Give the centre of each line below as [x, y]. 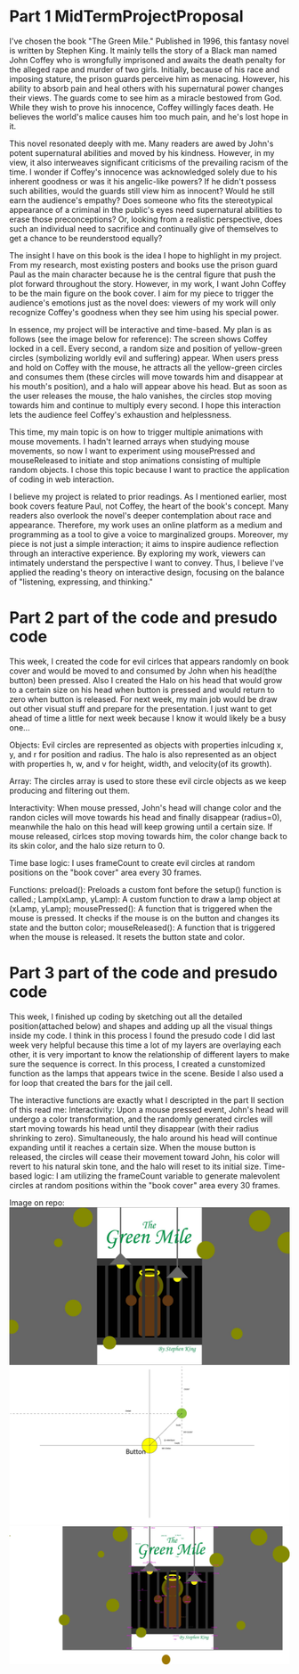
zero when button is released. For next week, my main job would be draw [143, 699]
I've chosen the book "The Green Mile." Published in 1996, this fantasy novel [149, 41]
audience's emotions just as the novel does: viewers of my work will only [143, 302]
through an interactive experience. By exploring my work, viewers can [137, 553]
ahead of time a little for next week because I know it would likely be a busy [148, 718]
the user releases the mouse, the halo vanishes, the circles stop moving [141, 396]
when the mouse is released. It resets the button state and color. [127, 936]
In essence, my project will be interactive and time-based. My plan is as [141, 329]
